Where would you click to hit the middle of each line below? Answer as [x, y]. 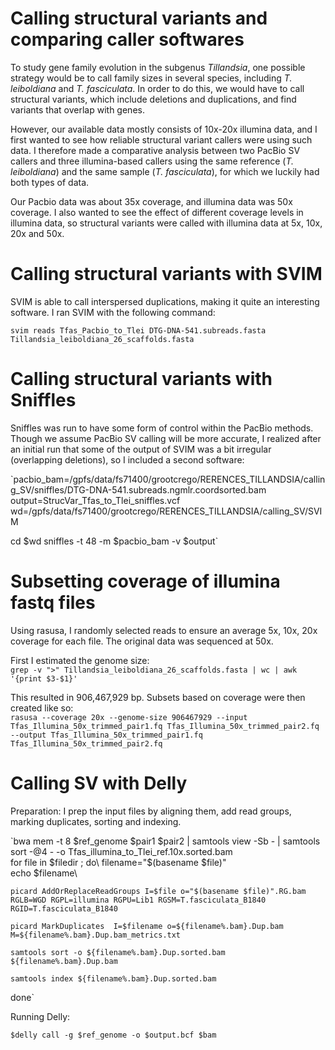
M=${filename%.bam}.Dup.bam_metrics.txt [96, 935]
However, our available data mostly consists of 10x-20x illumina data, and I [164, 129]
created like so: [42, 708]
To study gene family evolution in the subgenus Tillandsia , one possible [158, 67]
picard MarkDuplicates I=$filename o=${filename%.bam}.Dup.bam [147, 926]
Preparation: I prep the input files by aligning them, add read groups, [151, 811]
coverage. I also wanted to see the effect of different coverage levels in [157, 212]
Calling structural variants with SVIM [166, 274]
